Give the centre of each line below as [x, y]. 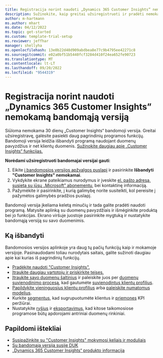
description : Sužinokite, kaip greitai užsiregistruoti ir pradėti [75, 14]
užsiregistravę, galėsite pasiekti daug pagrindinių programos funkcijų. [75, 136]
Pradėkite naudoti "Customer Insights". [51, 267]
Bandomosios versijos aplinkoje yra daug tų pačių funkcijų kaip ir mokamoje [81, 247]
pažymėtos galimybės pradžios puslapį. [52, 195]
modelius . [22, 293]
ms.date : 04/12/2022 [26, 28]
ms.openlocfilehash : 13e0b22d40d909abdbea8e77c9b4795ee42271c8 [70, 50]
